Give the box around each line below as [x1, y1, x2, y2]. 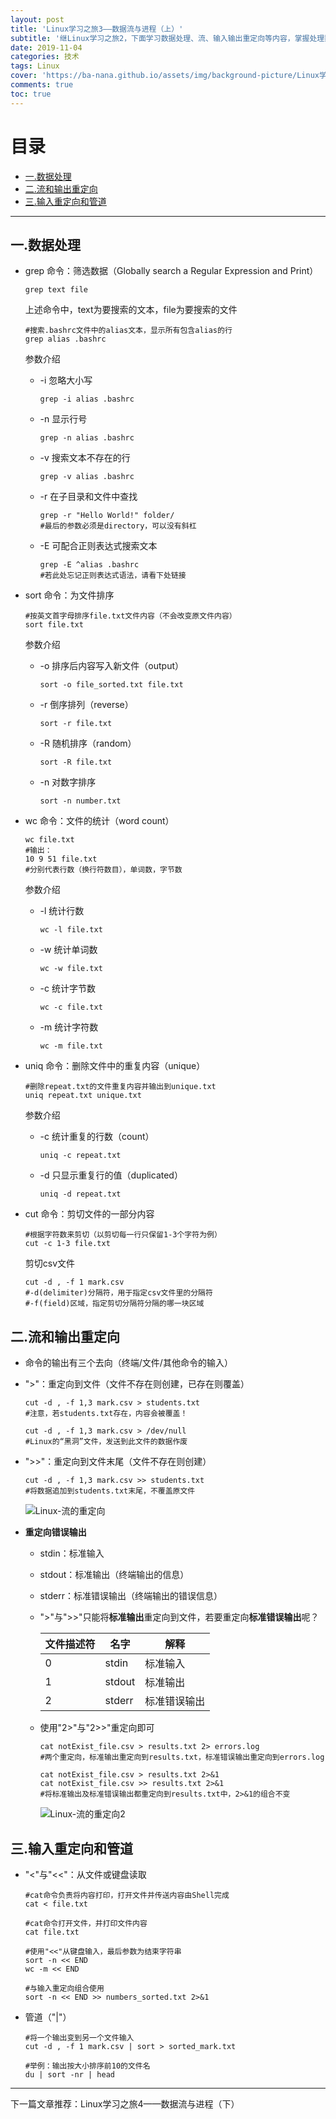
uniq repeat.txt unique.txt [24, 1091, 142, 1101]
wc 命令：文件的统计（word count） [24, 815, 175, 827]
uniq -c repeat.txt [39, 1151, 122, 1161]
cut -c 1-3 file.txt [24, 1239, 111, 1249]
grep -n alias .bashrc [39, 433, 135, 443]
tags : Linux [10, 61, 60, 71]
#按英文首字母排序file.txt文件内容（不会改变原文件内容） [24, 611, 237, 621]
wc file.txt [24, 835, 75, 845]
